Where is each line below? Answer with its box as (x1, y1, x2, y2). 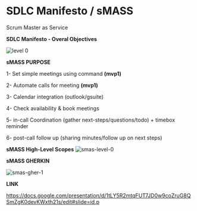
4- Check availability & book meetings (6, 104, 99, 111)
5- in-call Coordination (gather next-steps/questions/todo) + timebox (6, 116, 176, 123)
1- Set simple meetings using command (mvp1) (6, 70, 122, 77)
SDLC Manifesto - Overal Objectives (6, 35, 97, 42)
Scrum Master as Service (6, 24, 68, 31)
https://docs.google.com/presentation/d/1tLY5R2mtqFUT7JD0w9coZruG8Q (6, 192, 191, 199)
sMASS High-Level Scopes (6, 145, 74, 153)
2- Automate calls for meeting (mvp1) (6, 82, 98, 89)
